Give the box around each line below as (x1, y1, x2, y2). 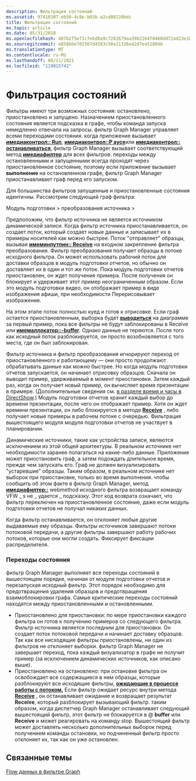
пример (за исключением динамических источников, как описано (14, 655, 181, 662)
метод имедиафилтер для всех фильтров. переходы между (6, 151, 156, 158)
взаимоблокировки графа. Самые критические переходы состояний (6, 594, 178, 601)
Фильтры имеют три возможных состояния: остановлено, (6, 108, 151, 115)
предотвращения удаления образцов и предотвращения (6, 587, 148, 594)
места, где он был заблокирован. (6, 339, 89, 346)
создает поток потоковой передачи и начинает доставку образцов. (14, 630, 183, 637)
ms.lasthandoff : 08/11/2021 (6, 57, 75, 63)
